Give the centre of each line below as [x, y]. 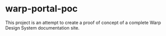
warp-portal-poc [41, 9]
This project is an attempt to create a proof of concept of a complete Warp [83, 22]
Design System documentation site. [42, 27]
